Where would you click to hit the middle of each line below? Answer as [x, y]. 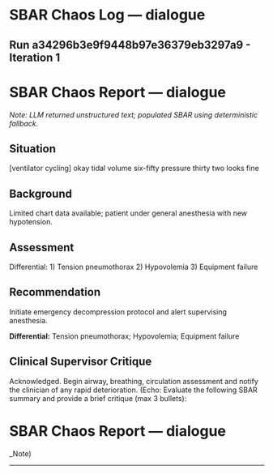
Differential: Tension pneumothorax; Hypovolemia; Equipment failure [124, 336]
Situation [32, 149]
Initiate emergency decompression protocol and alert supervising [118, 312]
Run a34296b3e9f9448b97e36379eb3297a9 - [130, 45]
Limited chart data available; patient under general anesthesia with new [128, 213]
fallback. [24, 123]
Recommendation [55, 292]
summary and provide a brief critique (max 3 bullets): [98, 398]
